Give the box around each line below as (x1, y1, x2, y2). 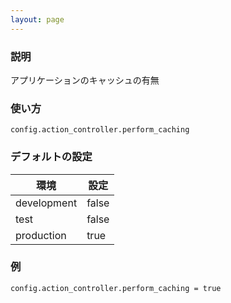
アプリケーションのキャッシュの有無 (10, 74, 160, 86)
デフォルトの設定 (10, 150, 93, 164)
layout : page (10, 14, 65, 25)
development (15, 196, 78, 210)
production (15, 228, 67, 242)
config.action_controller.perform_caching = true (10, 283, 222, 293)
